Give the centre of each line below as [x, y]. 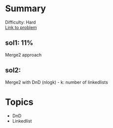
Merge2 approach [23, 55]
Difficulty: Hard [20, 22]
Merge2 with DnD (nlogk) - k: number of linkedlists [57, 82]
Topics [19, 102]
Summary [25, 9]
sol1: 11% [19, 43]
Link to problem [21, 27]
